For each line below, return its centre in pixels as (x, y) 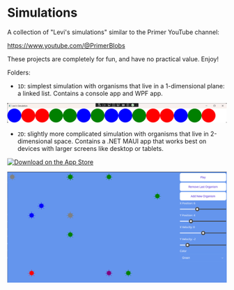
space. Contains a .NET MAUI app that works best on (130, 141)
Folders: (19, 72)
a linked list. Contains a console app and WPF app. (90, 93)
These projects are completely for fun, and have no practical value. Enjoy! (113, 59)
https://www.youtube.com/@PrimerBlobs (66, 45)
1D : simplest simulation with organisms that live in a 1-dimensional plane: (121, 86)
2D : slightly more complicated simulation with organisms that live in (113, 134)
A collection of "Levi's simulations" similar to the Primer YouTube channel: (113, 32)
